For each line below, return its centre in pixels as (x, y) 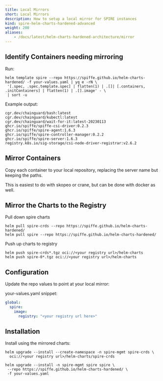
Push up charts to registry (31, 244)
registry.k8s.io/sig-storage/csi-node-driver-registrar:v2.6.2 (71, 143)
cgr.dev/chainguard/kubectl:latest (41, 117)
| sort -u (17, 95)
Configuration (27, 272)
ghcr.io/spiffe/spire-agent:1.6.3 (40, 130)
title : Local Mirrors (27, 10)
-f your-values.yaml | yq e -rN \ (62, 82)
